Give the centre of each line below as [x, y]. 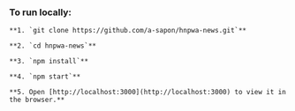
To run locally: [41, 12]
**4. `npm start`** [45, 77]
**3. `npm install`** [49, 62]
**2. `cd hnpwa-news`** [53, 46]
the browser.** [37, 100]
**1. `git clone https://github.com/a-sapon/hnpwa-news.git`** [128, 31]
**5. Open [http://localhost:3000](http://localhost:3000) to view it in [148, 92]
